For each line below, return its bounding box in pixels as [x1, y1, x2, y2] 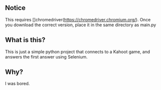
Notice [5, 4, 26, 12]
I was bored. [5, 81, 30, 87]
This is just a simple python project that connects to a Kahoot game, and [5, 48, 150, 55]
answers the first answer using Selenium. [5, 54, 88, 60]
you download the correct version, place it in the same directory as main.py [5, 22, 157, 28]
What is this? [5, 36, 46, 44]
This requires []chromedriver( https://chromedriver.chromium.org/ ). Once [5, 16, 151, 22]
